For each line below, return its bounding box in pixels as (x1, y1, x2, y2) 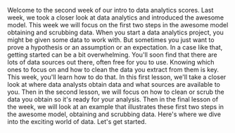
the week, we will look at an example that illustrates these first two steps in (7, 103, 224, 111)
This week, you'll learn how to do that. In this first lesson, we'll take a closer (7, 73, 227, 81)
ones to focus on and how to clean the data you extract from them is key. (7, 66, 220, 73)
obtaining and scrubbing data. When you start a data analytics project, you (7, 28, 224, 36)
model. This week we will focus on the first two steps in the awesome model (7, 21, 229, 29)
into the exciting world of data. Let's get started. (7, 118, 147, 125)
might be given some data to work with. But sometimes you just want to (7, 36, 215, 44)
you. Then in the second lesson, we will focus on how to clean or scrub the (7, 87, 224, 96)
